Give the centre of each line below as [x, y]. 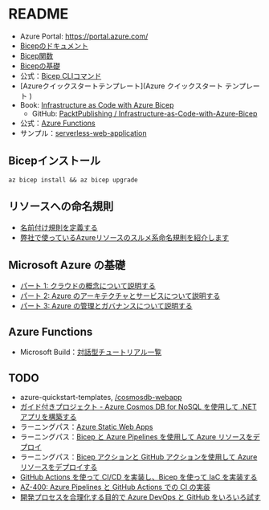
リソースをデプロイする [59, 467]
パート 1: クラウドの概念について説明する [88, 286]
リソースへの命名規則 [61, 207]
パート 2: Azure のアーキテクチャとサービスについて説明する [120, 296]
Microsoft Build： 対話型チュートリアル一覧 [91, 352]
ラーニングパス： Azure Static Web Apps [86, 427]
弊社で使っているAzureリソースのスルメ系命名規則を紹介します [124, 237]
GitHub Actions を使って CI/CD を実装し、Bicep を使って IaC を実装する [139, 477]
